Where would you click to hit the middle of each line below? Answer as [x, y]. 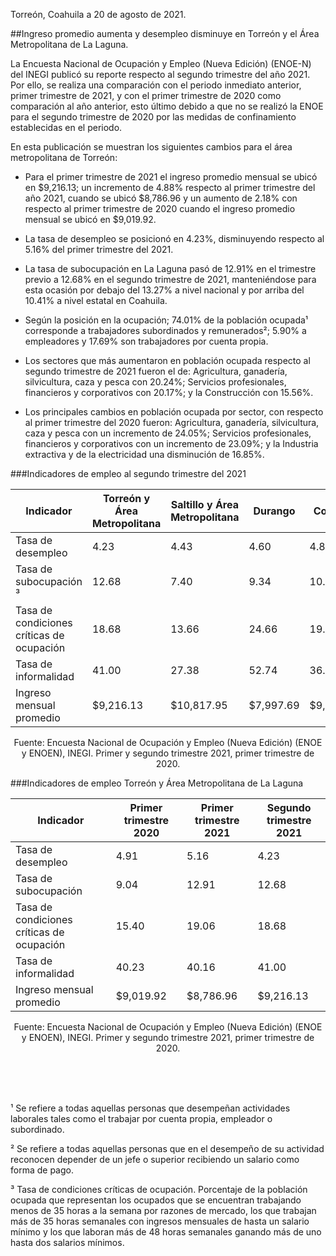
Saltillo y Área [204, 504]
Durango [274, 511]
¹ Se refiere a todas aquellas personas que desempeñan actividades [150, 1108]
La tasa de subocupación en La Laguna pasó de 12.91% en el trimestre [170, 268]
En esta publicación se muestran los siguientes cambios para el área [151, 147]
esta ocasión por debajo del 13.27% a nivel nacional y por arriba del [164, 290]
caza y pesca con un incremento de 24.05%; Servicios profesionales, [168, 433]
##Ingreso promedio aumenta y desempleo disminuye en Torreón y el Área [165, 33]
